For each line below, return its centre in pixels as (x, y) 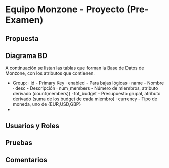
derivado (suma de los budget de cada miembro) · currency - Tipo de (85, 99)
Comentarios (26, 160)
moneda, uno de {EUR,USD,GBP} (47, 104)
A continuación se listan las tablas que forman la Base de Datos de (75, 68)
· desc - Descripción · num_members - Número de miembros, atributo (85, 88)
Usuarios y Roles (32, 125)
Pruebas (19, 143)
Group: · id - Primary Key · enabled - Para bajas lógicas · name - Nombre (88, 83)
